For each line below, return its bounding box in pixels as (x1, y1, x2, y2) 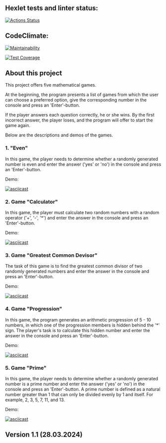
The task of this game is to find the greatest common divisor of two (5, 263, 143, 269)
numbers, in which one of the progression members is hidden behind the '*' (5, 322, 160, 328)
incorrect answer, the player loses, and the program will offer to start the (5, 117, 153, 123)
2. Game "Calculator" (5, 198, 58, 205)
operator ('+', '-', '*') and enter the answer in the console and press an (5, 215, 149, 221)
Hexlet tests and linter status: (5, 4, 98, 12)
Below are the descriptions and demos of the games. (5, 132, 113, 138)
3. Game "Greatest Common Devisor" (5, 251, 98, 258)
